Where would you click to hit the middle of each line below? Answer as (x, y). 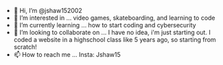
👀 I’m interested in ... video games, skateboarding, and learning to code (114, 18)
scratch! (25, 47)
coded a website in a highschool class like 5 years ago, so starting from (115, 40)
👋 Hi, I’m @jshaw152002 (48, 11)
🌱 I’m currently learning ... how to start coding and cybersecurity (105, 25)
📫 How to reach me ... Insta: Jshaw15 (67, 54)
